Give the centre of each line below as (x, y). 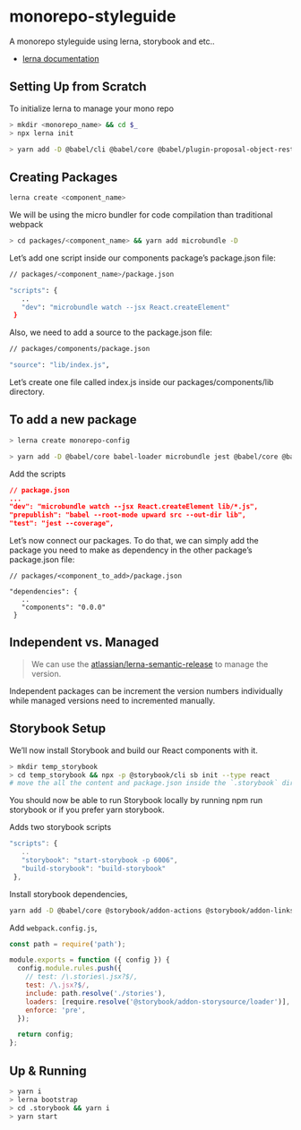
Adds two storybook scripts (60, 827)
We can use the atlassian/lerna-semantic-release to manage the (150, 663)
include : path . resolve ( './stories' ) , (96, 993)
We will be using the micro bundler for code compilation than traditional (141, 215)
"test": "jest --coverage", (62, 524)
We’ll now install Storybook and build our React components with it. (133, 750)
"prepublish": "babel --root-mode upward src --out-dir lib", (128, 515)
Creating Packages (64, 177)
